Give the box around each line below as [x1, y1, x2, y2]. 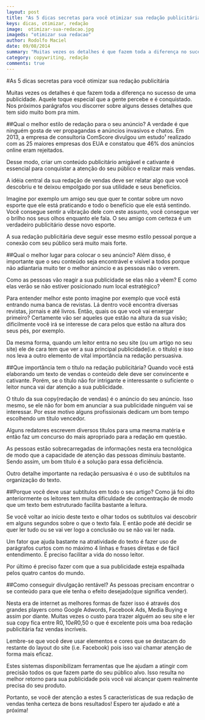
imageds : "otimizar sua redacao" [6, 32, 92, 38]
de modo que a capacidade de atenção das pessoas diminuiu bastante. [6, 451, 186, 459]
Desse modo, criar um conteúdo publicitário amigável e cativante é [6, 158, 175, 165]
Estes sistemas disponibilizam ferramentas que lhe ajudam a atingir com [6, 662, 188, 669]
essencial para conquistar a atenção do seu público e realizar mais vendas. [6, 165, 196, 172]
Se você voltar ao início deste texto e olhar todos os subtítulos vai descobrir [6, 512, 197, 520]
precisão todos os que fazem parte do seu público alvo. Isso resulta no [6, 669, 185, 676]
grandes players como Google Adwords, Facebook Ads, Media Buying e [6, 606, 187, 613]
